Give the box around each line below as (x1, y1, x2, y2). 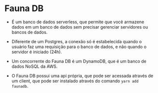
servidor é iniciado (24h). (11, 49, 62, 55)
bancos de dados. (11, 29, 48, 35)
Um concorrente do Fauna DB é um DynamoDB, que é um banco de (11, 58, 147, 64)
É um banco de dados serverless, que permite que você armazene (11, 19, 144, 25)
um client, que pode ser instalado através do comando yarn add (11, 78, 139, 84)
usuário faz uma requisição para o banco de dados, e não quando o (11, 44, 147, 49)
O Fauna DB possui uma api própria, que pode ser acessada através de (11, 73, 154, 78)
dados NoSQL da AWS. (11, 63, 58, 69)
